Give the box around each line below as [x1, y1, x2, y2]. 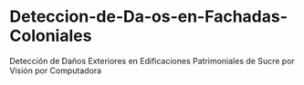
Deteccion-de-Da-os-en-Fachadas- [9, 6, 288, 27]
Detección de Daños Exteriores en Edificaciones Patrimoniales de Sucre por [9, 55, 295, 66]
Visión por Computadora [9, 65, 102, 76]
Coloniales [9, 25, 92, 46]
